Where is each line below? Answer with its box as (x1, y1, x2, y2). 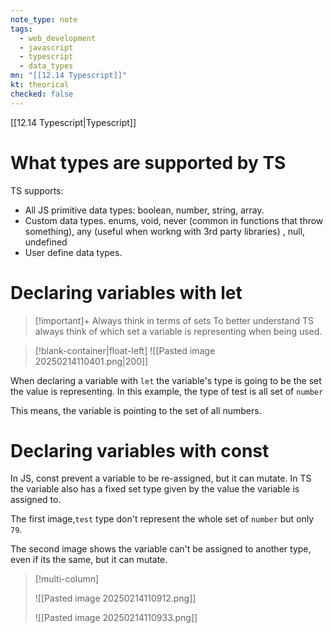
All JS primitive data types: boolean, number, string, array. (24, 204, 265, 216)
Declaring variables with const (10, 439, 270, 462)
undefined (24, 236, 68, 248)
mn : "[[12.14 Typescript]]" (10, 71, 128, 81)
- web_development (19, 33, 97, 43)
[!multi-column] (34, 573, 100, 585)
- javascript (19, 42, 74, 53)
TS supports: (10, 184, 64, 196)
